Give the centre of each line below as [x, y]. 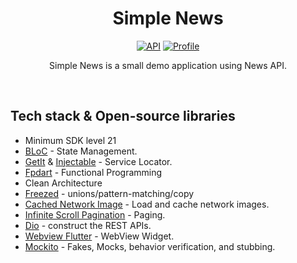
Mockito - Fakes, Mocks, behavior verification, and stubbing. [150, 246]
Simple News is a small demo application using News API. [168, 65]
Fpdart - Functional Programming [93, 172]
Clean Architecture [63, 183]
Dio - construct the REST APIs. [88, 225]
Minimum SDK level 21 [70, 140]
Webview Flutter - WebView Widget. [99, 236]
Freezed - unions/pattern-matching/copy [109, 193]
